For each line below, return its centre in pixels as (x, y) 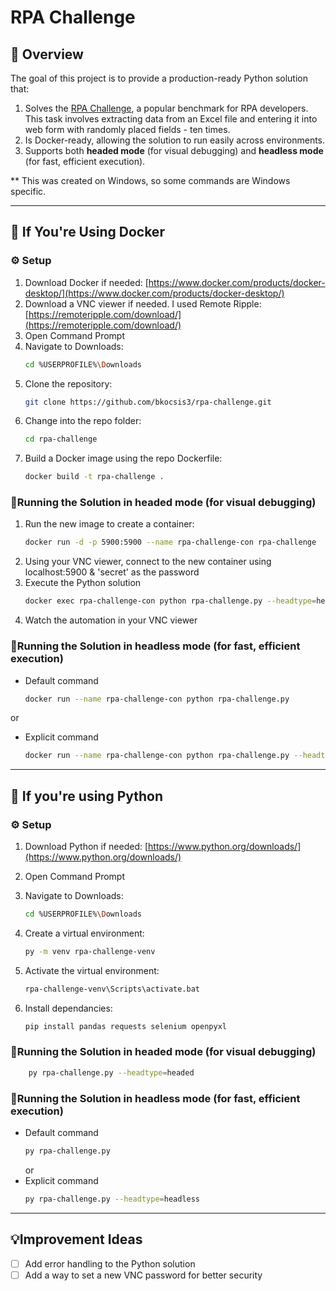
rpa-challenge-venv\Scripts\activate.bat (112, 989)
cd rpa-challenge (61, 439)
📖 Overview (47, 54)
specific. (28, 191)
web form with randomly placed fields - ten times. (127, 129)
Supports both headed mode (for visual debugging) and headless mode (174, 150)
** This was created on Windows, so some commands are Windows (150, 180)
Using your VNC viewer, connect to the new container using (148, 562)
